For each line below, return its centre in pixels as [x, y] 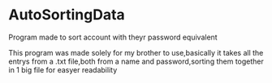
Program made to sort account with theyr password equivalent [113, 37]
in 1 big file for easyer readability [63, 69]
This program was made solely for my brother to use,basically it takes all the [136, 52]
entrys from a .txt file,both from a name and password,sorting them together [136, 61]
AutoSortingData [67, 15]
